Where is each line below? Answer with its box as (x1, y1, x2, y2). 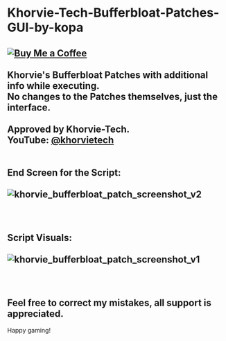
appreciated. (7, 308, 64, 319)
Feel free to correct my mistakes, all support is (7, 297, 211, 308)
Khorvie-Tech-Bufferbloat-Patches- (7, 5, 220, 21)
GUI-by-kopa (7, 19, 84, 35)
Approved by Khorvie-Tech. (7, 123, 130, 135)
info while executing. (7, 80, 100, 92)
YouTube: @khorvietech (7, 134, 114, 146)
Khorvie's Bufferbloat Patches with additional (7, 69, 209, 81)
